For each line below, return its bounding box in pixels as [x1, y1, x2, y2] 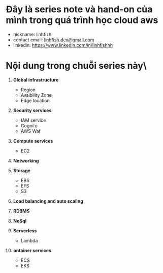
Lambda [20, 237, 38, 243]
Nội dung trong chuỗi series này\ [6, 60, 147, 72]
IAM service [20, 117, 46, 123]
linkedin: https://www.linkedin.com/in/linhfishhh [13, 42, 113, 48]
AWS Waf [20, 128, 41, 134]
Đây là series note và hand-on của [6, 4, 153, 15]
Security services [13, 107, 52, 113]
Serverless [13, 228, 37, 234]
